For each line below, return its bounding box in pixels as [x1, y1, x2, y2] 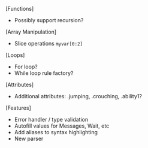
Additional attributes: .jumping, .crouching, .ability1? [14, 93, 142, 99]
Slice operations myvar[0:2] [14, 40, 83, 47]
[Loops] [5, 52, 25, 59]
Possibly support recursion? [14, 17, 84, 23]
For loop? [14, 63, 38, 70]
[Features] [5, 104, 31, 111]
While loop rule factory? [14, 70, 74, 77]
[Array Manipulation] [5, 28, 57, 35]
